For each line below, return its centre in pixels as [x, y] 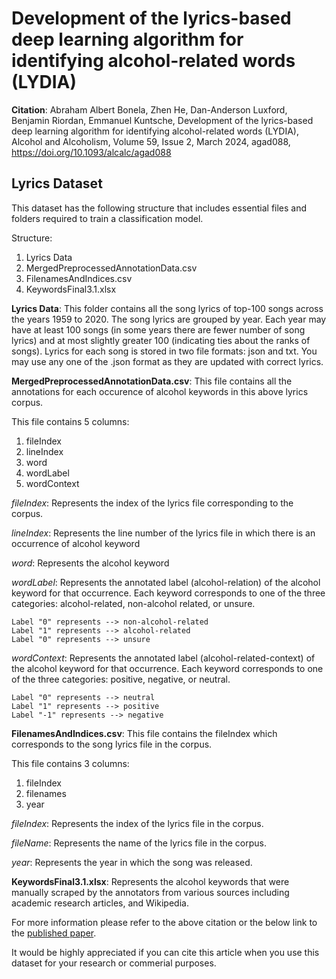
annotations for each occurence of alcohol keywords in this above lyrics [160, 391]
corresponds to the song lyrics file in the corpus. [112, 744]
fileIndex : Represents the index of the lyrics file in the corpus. [137, 823]
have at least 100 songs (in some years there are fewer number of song [158, 329]
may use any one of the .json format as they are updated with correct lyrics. [167, 361]
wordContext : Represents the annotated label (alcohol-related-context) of [163, 658]
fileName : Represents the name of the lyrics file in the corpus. [139, 843]
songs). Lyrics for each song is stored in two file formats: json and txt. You [164, 351]
